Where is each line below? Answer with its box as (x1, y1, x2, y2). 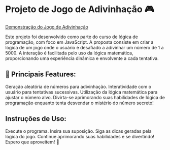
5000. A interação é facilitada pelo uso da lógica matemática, (5, 50, 133, 56)
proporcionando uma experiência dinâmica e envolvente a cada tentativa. (5, 55, 159, 61)
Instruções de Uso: (5, 114, 67, 123)
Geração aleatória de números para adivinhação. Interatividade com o (5, 83, 151, 89)
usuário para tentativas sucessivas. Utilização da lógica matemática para (5, 89, 158, 95)
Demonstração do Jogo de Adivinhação (5, 23, 89, 30)
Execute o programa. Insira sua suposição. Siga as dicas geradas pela (5, 128, 152, 134)
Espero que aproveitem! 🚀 (5, 139, 59, 145)
